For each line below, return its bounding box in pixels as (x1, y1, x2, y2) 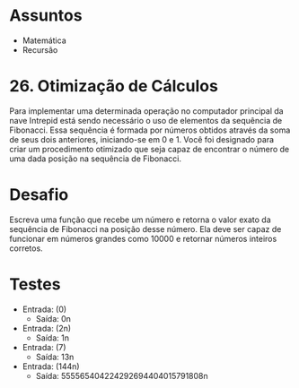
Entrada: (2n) (22, 323, 72, 333)
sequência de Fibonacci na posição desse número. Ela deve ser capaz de (9, 223, 282, 234)
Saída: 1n (35, 332, 70, 343)
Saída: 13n (35, 351, 75, 362)
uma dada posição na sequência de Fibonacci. (9, 153, 182, 164)
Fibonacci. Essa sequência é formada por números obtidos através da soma (9, 125, 291, 135)
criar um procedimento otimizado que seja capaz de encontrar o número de (9, 143, 290, 154)
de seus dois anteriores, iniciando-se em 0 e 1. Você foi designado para (9, 134, 275, 144)
